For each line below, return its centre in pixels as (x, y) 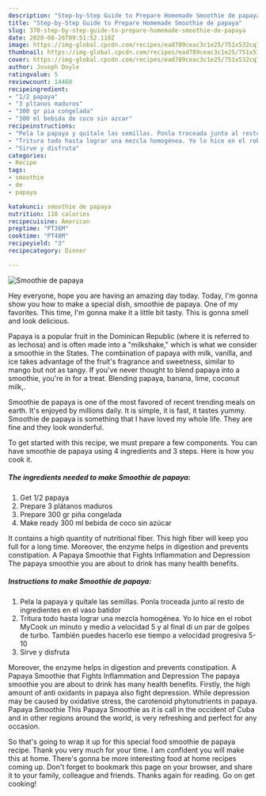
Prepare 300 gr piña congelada (70, 514)
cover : (19, 60)
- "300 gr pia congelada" (51, 112)
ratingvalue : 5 (33, 74)
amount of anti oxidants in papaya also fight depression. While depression (129, 692)
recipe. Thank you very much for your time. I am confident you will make (126, 750)
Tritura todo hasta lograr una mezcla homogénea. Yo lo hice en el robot (136, 618)
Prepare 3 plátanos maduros (66, 506)
